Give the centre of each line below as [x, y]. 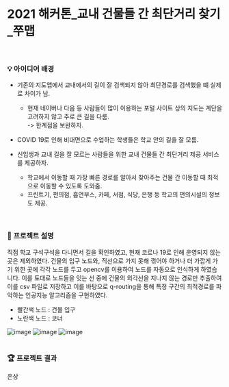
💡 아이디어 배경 [31, 69]
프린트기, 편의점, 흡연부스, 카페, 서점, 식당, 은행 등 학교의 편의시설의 [117, 195]
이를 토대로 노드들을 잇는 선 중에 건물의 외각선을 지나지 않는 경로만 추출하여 [122, 277]
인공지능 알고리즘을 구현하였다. [66, 295]
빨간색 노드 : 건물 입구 [46, 310]
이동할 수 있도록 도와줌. [71, 186]
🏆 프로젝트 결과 [32, 358]
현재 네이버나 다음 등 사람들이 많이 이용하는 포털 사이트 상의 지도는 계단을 [125, 108]
